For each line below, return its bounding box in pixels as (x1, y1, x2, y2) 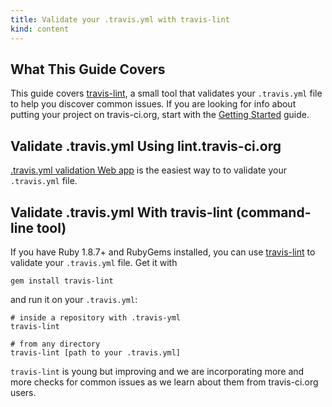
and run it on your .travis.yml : (10, 293, 138, 305)
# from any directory (10, 339, 101, 349)
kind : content (10, 24, 70, 34)
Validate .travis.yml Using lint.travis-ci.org (10, 137, 282, 155)
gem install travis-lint (10, 276, 114, 286)
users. (10, 386, 37, 398)
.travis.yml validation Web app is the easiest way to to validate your (10, 164, 287, 176)
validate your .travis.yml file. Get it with (10, 256, 178, 268)
